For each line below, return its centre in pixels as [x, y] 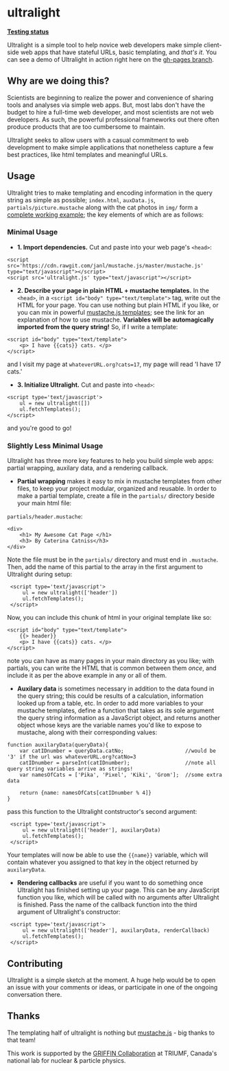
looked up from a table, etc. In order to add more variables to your [110, 703]
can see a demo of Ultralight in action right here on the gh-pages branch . [110, 59]
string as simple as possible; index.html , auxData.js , [81, 200]
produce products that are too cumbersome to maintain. [86, 127]
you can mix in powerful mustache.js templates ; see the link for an [110, 312]
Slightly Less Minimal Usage [55, 446]
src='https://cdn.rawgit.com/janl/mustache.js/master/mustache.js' [106, 265]
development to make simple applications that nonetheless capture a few [110, 147]
